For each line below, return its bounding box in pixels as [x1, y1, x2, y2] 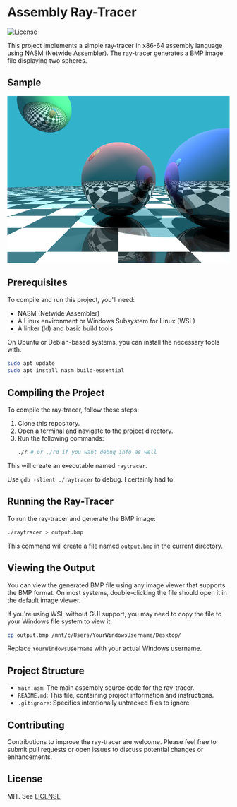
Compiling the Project [7, 386, 105, 399]
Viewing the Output [7, 562, 95, 574]
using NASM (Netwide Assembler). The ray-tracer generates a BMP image [7, 49, 224, 57]
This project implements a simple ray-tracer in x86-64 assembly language [7, 41, 223, 49]
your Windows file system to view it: [7, 617, 113, 626]
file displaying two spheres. [7, 56, 87, 64]
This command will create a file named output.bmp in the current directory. [7, 542, 224, 550]
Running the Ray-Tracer [7, 496, 114, 508]
